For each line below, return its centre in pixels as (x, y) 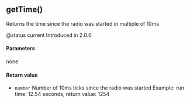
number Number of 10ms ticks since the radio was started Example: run (99, 88)
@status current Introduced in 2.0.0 (49, 35)
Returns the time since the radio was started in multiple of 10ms (83, 23)
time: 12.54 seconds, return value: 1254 (62, 94)
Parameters (20, 49)
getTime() (24, 10)
